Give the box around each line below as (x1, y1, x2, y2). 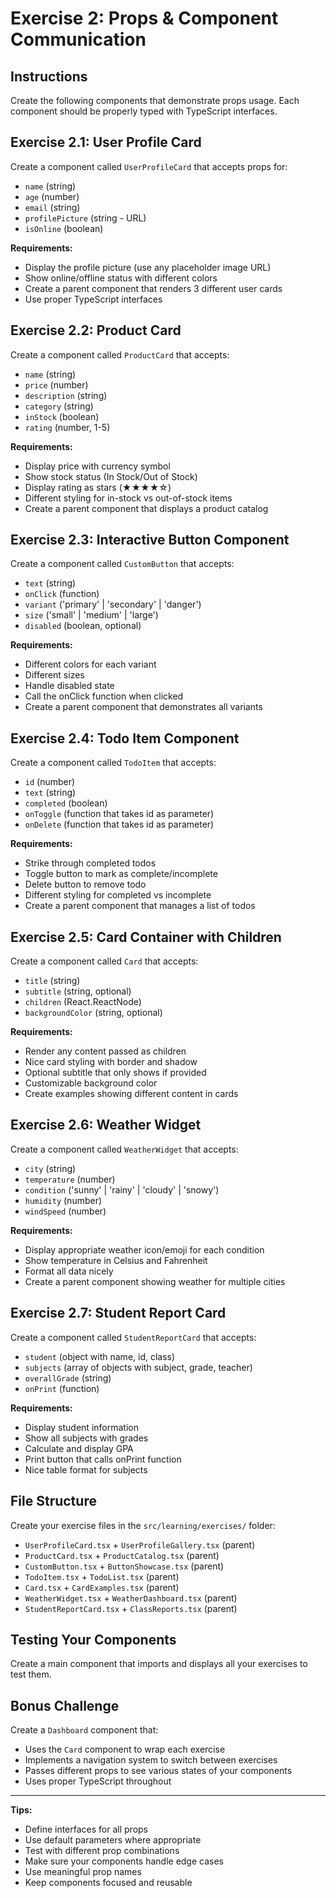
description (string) (24, 389, 108, 401)
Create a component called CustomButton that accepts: (10, 558, 235, 570)
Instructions (10, 68, 88, 85)
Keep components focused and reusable (24, 1877, 193, 1889)
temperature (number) (24, 1173, 116, 1185)
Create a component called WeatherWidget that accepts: (10, 1143, 239, 1155)
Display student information (24, 1421, 139, 1433)
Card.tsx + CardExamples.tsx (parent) (24, 1581, 180, 1593)
